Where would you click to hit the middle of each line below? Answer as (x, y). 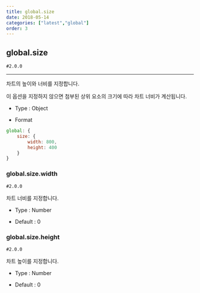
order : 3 (17, 28)
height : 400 (43, 147)
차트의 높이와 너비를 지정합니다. (43, 84)
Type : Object (31, 109)
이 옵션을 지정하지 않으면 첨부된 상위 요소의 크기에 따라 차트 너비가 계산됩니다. (97, 97)
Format (24, 120)
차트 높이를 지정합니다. (32, 261)
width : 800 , (43, 142)
